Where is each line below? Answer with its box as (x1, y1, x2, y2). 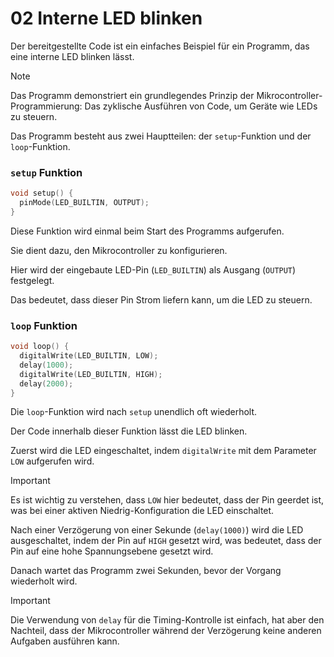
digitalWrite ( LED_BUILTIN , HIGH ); (19, 369, 163, 379)
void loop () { (10, 342, 70, 352)
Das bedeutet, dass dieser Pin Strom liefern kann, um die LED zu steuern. (10, 293, 313, 306)
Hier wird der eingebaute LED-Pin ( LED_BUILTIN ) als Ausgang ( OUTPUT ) (10, 263, 297, 276)
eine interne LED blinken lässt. (10, 50, 135, 62)
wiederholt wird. (10, 575, 78, 587)
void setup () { (10, 188, 74, 199)
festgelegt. (10, 274, 55, 286)
